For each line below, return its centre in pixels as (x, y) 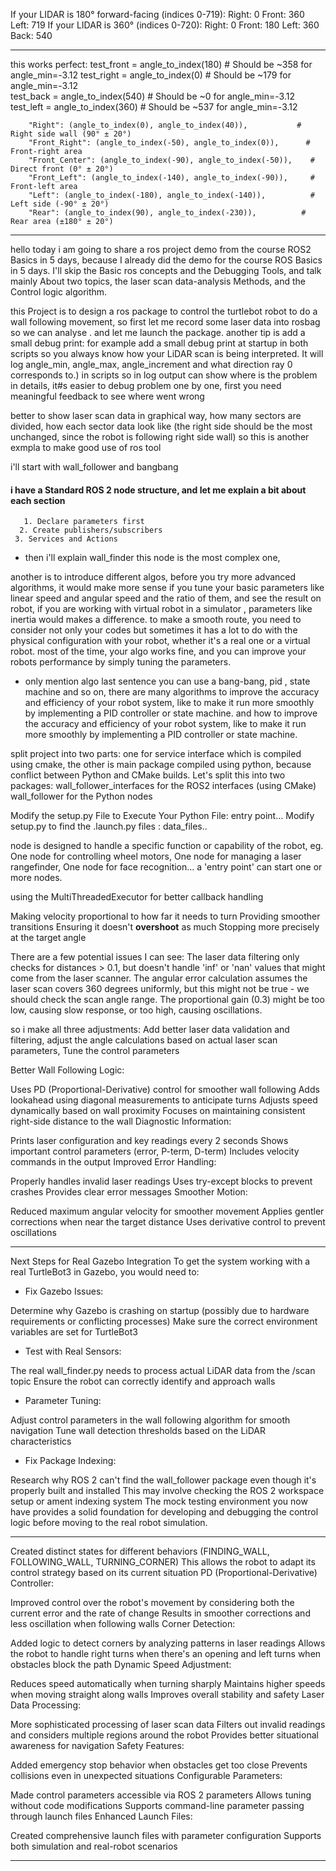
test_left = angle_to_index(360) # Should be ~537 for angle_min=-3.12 (154, 107)
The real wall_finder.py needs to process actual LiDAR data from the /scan (163, 1371)
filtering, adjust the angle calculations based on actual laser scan (144, 1040)
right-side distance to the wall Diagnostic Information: (121, 1121)
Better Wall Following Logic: (67, 1070)
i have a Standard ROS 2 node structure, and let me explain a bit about (158, 490)
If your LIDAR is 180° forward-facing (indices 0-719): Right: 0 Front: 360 (157, 14)
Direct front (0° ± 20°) (62, 169)
